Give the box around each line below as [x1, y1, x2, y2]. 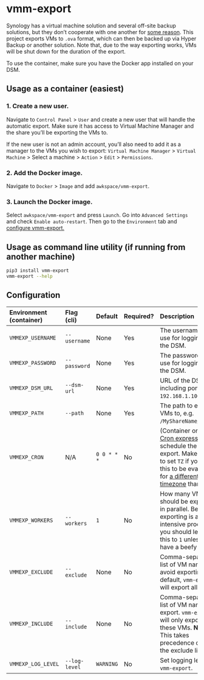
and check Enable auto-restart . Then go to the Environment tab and [6, 218, 177, 225]
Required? [123, 312, 154, 321]
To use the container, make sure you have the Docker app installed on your [6, 60, 194, 67]
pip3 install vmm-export [6, 268, 69, 274]
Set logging [160, 656, 192, 664]
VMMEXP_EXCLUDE [9, 568, 53, 575]
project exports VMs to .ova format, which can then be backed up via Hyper [6, 35, 197, 42]
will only [160, 616, 183, 624]
